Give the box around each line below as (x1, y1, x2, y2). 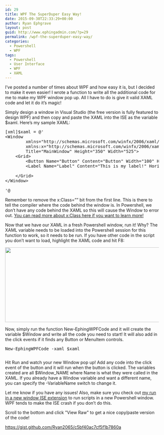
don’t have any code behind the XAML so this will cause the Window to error (5, 207, 159, 213)
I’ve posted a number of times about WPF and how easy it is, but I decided (5, 84, 155, 90)
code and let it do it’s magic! (5, 100, 62, 106)
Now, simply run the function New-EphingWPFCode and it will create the (5, 326, 151, 332)
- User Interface (9, 62, 45, 66)
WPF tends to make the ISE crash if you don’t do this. (5, 400, 112, 406)
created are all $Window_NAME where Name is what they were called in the (5, 370, 158, 375)
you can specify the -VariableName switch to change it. (5, 380, 117, 386)
